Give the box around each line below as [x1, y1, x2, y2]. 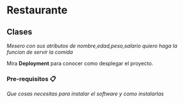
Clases [6, 27, 33, 37]
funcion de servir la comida [6, 49, 73, 56]
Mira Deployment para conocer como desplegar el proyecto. [6, 60, 154, 67]
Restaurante [6, 4, 68, 17]
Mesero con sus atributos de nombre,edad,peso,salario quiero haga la [6, 42, 178, 49]
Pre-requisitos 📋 [6, 74, 56, 83]
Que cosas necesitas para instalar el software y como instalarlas [6, 90, 164, 97]
